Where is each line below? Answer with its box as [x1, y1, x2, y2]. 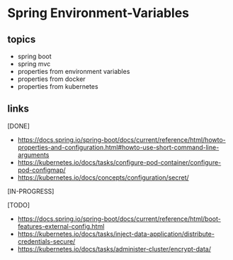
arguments [17, 151, 50, 159]
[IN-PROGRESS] [7, 187, 55, 195]
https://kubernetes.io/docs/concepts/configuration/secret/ [17, 173, 189, 182]
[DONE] [7, 121, 30, 130]
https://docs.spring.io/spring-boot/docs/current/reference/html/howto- [17, 135, 227, 143]
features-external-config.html [17, 222, 105, 230]
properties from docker [17, 75, 86, 83]
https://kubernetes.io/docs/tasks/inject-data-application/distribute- [17, 229, 215, 238]
